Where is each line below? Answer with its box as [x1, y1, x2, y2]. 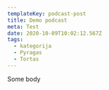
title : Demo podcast [7, 17, 68, 24]
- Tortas [13, 56, 39, 63]
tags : [7, 36, 23, 43]
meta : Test [7, 23, 39, 30]
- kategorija [13, 43, 52, 50]
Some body [7, 75, 41, 83]
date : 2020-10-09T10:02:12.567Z [7, 29, 102, 37]
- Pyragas [13, 50, 42, 57]
